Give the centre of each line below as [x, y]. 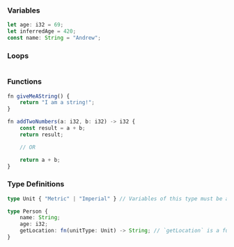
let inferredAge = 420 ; [42, 31]
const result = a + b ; [53, 128]
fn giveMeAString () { [39, 96]
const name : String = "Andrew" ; [54, 38]
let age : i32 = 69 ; [36, 25]
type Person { [28, 211]
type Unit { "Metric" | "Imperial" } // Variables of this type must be [115, 199]
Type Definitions [36, 184]
